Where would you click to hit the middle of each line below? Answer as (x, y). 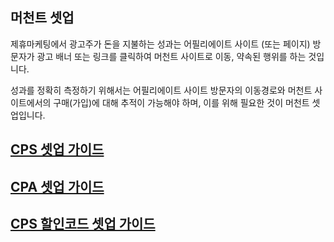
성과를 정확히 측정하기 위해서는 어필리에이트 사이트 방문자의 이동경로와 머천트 (161, 90)
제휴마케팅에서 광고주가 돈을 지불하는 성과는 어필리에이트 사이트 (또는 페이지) (160, 44)
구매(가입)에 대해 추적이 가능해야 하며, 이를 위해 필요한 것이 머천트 (181, 102)
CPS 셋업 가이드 (57, 149)
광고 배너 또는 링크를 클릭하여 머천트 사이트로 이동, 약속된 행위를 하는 (171, 56)
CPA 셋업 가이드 (57, 186)
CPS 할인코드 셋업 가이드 (83, 223)
